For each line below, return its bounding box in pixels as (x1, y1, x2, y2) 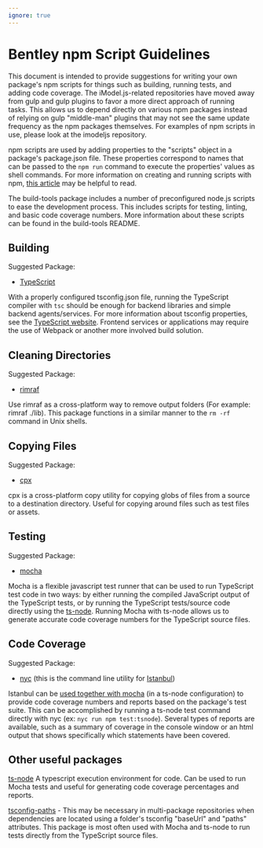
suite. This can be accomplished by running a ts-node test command (8, 705, 231, 715)
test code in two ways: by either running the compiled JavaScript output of (8, 590, 250, 599)
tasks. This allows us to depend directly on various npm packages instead (8, 104, 247, 114)
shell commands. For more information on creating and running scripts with (8, 170, 252, 179)
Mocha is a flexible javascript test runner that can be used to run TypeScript (8, 581, 254, 590)
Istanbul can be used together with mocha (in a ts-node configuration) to (8, 689, 244, 698)
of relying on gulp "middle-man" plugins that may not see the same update (8, 113, 250, 122)
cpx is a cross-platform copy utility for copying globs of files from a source (8, 491, 250, 499)
